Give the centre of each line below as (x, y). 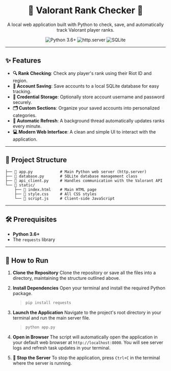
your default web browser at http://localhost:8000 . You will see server (88, 342)
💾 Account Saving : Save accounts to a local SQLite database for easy (86, 86)
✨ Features (23, 61)
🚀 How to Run (27, 260)
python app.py (40, 327)
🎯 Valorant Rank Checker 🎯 (85, 10)
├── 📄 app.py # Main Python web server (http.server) (76, 172)
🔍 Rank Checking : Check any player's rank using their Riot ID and (82, 73)
